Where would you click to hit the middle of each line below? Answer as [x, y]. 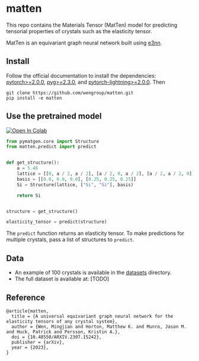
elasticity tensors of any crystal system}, [62, 321]
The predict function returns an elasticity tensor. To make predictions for [95, 234]
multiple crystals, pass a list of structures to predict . [70, 239]
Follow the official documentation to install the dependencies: [81, 75]
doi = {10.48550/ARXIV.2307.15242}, [57, 337]
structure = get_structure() [42, 211]
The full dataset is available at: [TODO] [62, 279]
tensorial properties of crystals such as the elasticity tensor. [79, 31]
